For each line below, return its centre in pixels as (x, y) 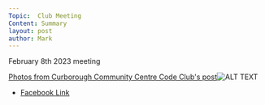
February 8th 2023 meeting (54, 61)
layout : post (30, 31)
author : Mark (30, 38)
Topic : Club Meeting (45, 16)
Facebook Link (45, 93)
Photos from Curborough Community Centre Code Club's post (113, 77)
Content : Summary (38, 23)
